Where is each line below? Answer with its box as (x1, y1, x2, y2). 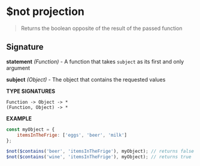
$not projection (6, 5, 85, 19)
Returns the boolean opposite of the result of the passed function (20, 25, 183, 32)
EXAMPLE (6, 114, 32, 122)
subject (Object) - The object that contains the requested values (6, 76, 166, 83)
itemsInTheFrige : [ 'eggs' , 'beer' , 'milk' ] (17, 132, 128, 138)
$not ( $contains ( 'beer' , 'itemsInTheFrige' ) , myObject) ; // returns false (6, 149, 195, 155)
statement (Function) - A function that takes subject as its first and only (6, 58, 184, 65)
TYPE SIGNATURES (6, 87, 56, 95)
